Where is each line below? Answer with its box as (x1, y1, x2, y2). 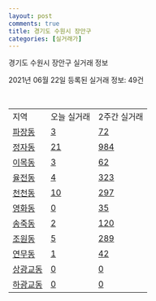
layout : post (8, 11, 53, 20)
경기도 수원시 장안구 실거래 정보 (8, 58, 109, 68)
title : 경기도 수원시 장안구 (8, 27, 92, 35)
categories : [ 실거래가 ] (8, 34, 83, 43)
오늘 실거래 (50, 111, 91, 123)
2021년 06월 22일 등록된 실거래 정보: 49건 (8, 75, 145, 85)
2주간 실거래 (97, 111, 144, 123)
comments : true (8, 20, 60, 28)
